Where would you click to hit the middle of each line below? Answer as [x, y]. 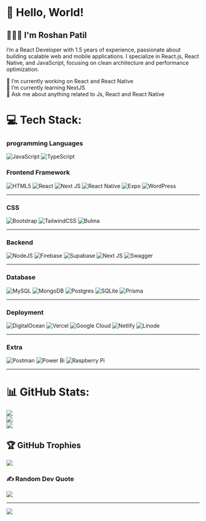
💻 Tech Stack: [44, 120]
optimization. [23, 69]
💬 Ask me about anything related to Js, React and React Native [86, 94]
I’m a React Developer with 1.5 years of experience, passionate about [93, 50]
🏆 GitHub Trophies [44, 445]
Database [21, 277]
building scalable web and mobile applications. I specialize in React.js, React [103, 56]
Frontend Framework [38, 173]
